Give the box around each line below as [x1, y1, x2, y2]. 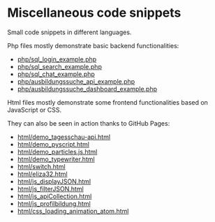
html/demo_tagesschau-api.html [17, 133, 110, 141]
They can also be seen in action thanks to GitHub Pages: [7, 119, 170, 127]
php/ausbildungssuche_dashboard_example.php [17, 84, 157, 93]
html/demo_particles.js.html [17, 147, 98, 156]
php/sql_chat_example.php [17, 70, 96, 78]
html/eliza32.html [17, 170, 68, 178]
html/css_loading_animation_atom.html [17, 207, 129, 215]
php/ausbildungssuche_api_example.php [17, 77, 135, 85]
